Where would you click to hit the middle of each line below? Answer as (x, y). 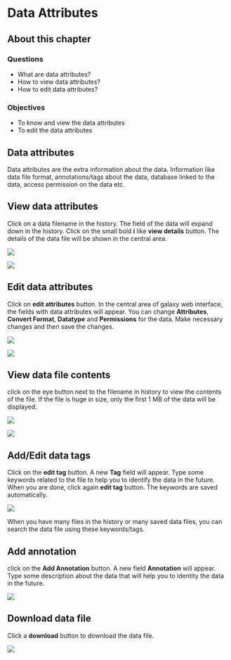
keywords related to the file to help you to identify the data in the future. (111, 480)
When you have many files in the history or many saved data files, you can (115, 522)
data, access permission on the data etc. (66, 184)
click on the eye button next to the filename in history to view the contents (114, 392)
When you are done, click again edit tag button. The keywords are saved (112, 487)
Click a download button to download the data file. (81, 635)
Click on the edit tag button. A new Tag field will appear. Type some (106, 473)
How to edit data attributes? (58, 89)
